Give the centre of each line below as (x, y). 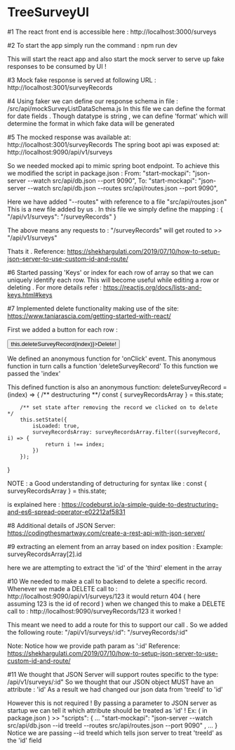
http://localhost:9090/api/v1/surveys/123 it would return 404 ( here (104, 596)
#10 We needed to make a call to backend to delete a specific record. (107, 581)
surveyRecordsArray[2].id (45, 554)
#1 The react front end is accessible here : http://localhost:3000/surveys (112, 32)
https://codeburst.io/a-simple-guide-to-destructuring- (140, 504)
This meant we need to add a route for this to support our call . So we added (117, 625)
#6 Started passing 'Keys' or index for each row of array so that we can (110, 272)
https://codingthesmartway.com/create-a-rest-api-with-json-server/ (106, 533)
